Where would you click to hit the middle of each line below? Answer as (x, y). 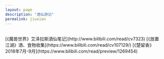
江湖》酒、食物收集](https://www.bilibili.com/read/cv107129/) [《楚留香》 (80, 45)
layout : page (19, 10)
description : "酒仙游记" (30, 14)
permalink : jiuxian (26, 19)
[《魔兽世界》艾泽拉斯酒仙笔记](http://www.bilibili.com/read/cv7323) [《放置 (82, 39)
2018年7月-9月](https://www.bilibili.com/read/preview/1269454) (71, 51)
